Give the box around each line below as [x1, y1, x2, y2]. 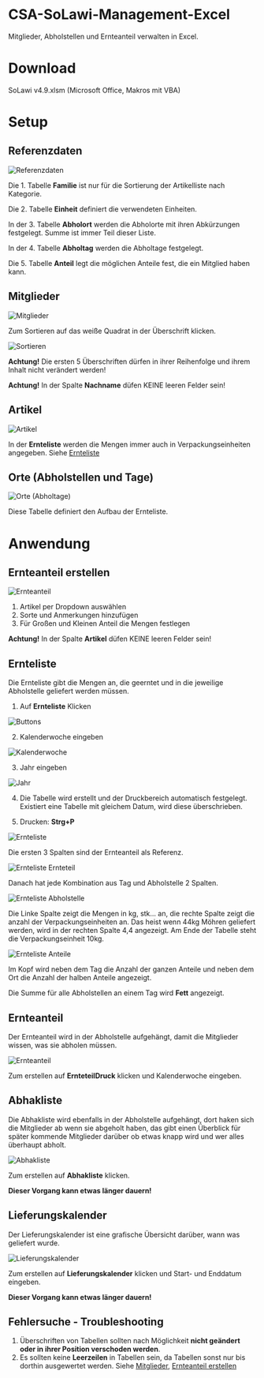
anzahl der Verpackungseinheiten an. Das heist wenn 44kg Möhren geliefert [8, 917, 256, 927]
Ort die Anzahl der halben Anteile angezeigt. [8, 973, 152, 983]
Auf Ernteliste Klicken [19, 702, 91, 711]
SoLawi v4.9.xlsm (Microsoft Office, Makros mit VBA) [8, 85, 181, 95]
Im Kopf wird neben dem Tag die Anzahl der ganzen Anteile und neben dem [8, 964, 255, 974]
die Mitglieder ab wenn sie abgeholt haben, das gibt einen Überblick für [8, 1123, 241, 1133]
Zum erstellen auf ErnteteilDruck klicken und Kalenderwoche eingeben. [8, 1071, 242, 1080]
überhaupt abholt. [8, 1140, 67, 1149]
